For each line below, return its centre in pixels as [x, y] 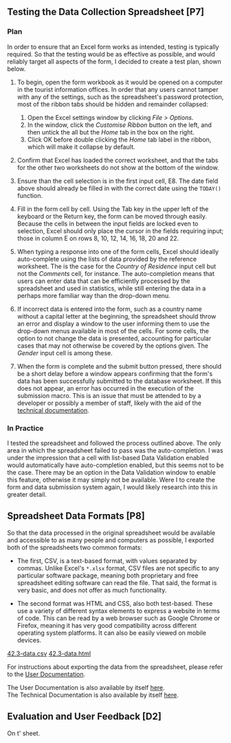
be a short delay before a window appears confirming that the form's [115, 373]
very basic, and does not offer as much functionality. [92, 590]
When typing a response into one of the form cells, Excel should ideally [118, 251]
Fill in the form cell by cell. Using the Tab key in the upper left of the [113, 209]
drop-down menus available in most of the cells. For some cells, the [113, 330]
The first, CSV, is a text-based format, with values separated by [107, 561]
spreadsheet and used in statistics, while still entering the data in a [111, 288]
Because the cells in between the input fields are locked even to [108, 224]
